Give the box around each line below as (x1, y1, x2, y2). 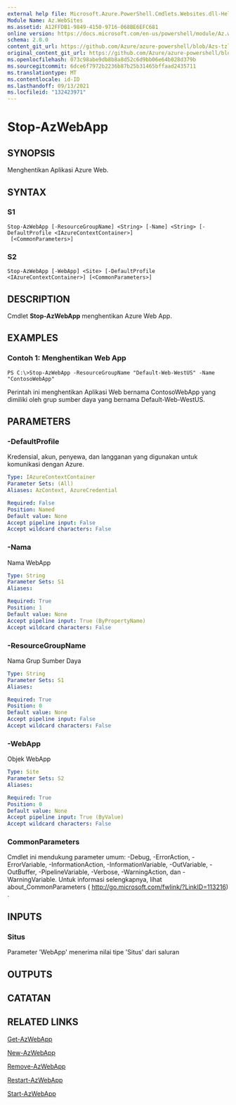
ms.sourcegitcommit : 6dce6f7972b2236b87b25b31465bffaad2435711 (7, 63, 197, 70)
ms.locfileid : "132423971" (7, 89, 86, 96)
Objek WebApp (7, 754, 51, 764)
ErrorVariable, (7, 860, 48, 869)
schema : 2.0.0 (7, 37, 49, 44)
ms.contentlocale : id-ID (7, 75, 80, 83)
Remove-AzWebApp (7, 1062, 66, 1071)
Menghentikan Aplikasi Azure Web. (7, 166, 109, 175)
